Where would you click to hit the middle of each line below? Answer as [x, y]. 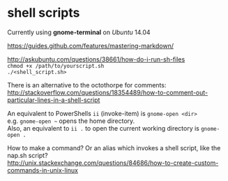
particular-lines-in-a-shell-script [54, 100]
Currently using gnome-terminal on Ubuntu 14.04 [79, 32]
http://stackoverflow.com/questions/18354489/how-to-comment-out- [108, 92]
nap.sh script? [28, 155]
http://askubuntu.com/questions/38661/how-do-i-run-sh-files [96, 59]
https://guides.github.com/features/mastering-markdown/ [91, 45]
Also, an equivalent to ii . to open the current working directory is [104, 128]
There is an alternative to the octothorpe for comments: [87, 85]
